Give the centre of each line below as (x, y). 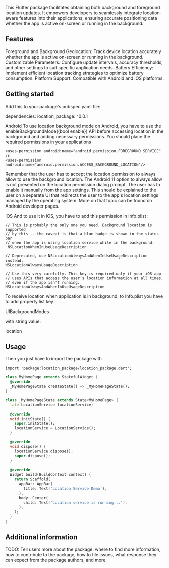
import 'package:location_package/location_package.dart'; (69, 368)
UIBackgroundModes (27, 311)
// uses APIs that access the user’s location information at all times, (84, 278)
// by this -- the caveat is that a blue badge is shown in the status (82, 234)
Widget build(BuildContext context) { (51, 475)
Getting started (30, 94)
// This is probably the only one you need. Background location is (79, 225)
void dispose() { (28, 446)
